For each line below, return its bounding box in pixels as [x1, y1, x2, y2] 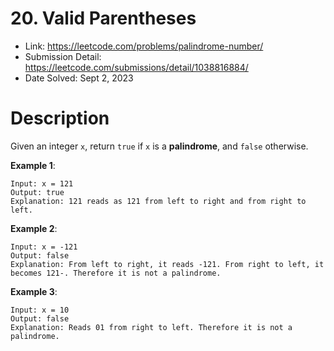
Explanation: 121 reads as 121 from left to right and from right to [10, 196, 307, 206]
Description [10, 107, 110, 130]
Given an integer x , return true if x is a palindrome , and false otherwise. [10, 140, 309, 152]
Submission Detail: [24, 50, 102, 62]
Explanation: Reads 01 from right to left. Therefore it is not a [10, 322, 293, 332]
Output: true [10, 187, 65, 197]
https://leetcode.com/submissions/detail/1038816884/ [24, 61, 249, 73]
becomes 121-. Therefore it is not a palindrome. [10, 268, 222, 278]
